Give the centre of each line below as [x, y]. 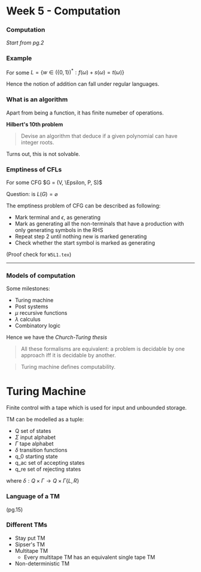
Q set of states [33, 431]
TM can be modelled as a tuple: [45, 419]
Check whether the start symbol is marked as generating [85, 243]
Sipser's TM [30, 544]
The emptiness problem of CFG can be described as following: [83, 206]
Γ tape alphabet [34, 444]
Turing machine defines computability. [68, 367]
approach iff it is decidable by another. [68, 356]
